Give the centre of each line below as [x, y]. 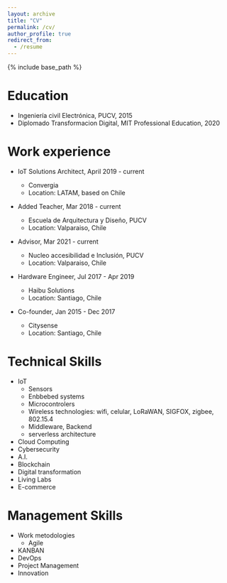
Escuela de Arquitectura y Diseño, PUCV [87, 220]
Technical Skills [55, 362]
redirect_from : [30, 40]
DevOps [29, 557]
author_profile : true [39, 34]
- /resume [28, 47]
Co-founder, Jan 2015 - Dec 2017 [66, 311]
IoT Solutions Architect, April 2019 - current [81, 171]
